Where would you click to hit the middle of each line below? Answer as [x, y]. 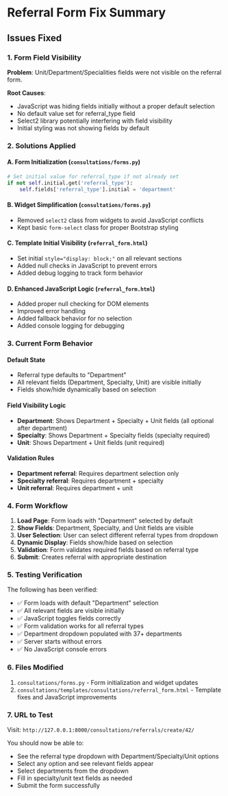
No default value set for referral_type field [76, 113]
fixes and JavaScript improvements [67, 697]
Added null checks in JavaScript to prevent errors [87, 266]
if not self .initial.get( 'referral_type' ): [70, 183]
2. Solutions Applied [41, 145]
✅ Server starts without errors [59, 642]
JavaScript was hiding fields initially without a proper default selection [116, 106]
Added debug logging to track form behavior [80, 273]
